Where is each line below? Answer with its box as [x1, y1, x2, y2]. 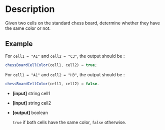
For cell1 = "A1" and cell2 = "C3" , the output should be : [5, 53, 125, 59]
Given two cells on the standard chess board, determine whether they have [5, 20, 160, 26]
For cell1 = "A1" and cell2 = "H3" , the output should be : [5, 71, 125, 78]
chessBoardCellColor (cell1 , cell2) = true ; [5, 62, 97, 68]
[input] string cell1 [12, 90, 50, 96]
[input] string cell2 [12, 100, 51, 106]
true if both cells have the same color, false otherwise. [12, 119, 126, 125]
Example [5, 40, 33, 48]
